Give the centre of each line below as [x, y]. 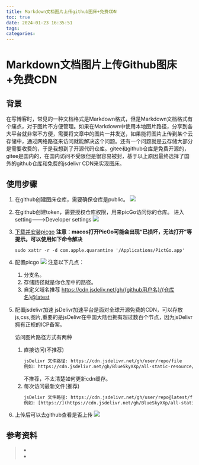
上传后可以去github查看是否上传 [54, 415]
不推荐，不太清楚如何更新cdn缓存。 [67, 378]
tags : [13, 28]
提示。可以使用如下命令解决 [49, 239]
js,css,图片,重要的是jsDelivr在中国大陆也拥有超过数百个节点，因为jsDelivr [104, 317]
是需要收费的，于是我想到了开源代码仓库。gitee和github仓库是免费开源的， [98, 148]
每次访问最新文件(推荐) [52, 386]
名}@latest [36, 297]
